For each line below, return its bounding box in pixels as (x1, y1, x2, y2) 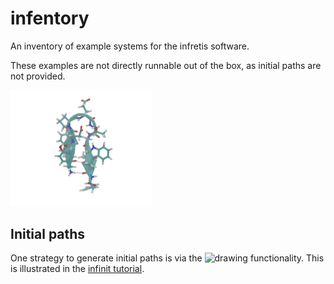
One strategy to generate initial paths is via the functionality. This (10, 252, 325, 264)
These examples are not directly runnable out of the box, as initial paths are (10, 59, 322, 71)
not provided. (10, 70, 66, 82)
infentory (10, 7, 90, 30)
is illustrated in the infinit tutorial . (10, 263, 145, 275)
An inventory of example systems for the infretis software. (10, 40, 250, 52)
